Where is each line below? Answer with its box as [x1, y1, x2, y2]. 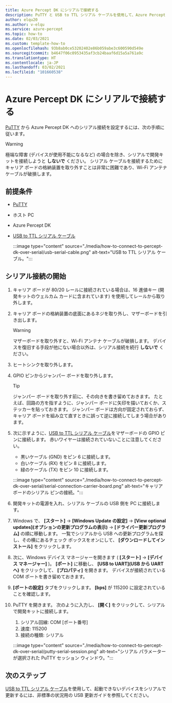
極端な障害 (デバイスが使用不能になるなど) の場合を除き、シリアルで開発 [5, 151, 159, 157]
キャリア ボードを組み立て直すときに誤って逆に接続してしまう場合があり [12, 412, 167, 419]
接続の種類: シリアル [20, 632, 64, 638]
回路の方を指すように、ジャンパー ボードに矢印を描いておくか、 [26, 399, 162, 406]
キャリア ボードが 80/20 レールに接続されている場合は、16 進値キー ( [12, 286, 160, 293]
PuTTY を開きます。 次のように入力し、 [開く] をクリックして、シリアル [12, 602, 165, 608]
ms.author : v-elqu [5, 22, 45, 27]
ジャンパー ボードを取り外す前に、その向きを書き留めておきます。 [12, 393, 153, 399]
